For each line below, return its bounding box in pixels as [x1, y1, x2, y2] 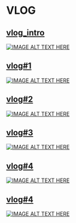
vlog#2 [6, 94, 34, 105]
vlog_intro [6, 28, 45, 38]
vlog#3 [6, 127, 34, 138]
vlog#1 [6, 61, 32, 71]
